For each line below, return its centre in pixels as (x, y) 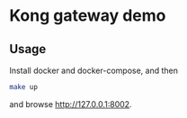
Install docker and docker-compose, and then (93, 70)
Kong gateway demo (88, 16)
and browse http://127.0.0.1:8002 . (71, 104)
